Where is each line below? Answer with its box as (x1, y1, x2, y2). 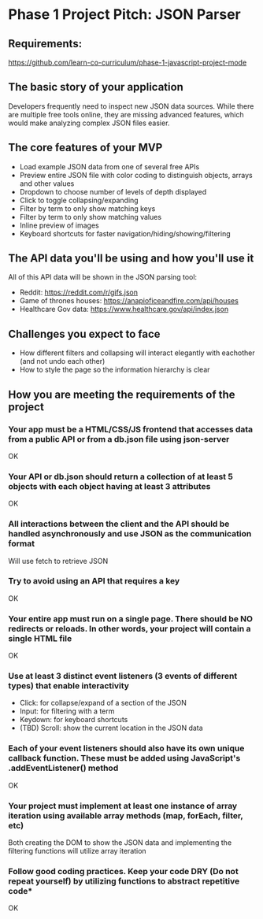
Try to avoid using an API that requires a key (8, 576, 180, 587)
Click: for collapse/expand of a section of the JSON (19, 699, 187, 708)
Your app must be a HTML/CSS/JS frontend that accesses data (8, 424, 254, 435)
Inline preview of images (19, 220, 100, 230)
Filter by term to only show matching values (19, 212, 162, 221)
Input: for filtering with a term (19, 706, 115, 716)
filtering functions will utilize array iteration (8, 847, 147, 856)
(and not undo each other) (19, 357, 106, 366)
